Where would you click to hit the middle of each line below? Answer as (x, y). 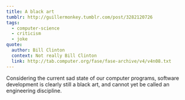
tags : (13, 22)
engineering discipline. (34, 91)
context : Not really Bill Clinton (54, 56)
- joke (20, 39)
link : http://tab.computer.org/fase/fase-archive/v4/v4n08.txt (91, 61)
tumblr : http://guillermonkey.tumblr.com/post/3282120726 (79, 17)
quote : (14, 45)
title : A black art (30, 12)
